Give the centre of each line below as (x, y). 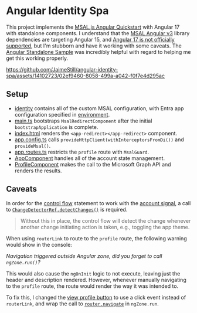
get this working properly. (37, 58)
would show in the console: (39, 244)
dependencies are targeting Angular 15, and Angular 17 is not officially (90, 39)
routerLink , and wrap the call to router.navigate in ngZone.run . (83, 304)
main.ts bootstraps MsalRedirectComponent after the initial (83, 121)
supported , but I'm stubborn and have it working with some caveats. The (94, 46)
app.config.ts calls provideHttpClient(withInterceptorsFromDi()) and (99, 140)
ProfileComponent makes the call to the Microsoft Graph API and (93, 164)
